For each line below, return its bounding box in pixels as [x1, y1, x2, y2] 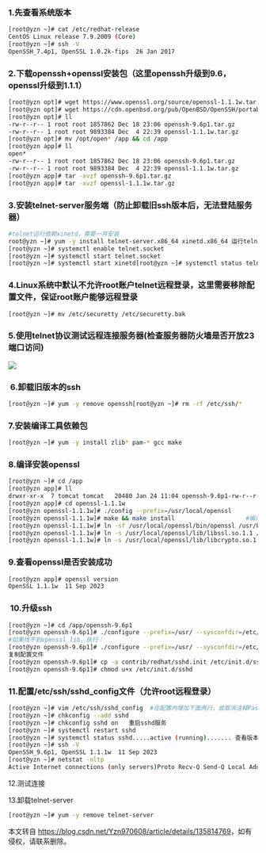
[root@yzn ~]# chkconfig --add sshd [8, 711, 129, 719]
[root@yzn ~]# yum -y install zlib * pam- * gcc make [8, 438, 182, 447]
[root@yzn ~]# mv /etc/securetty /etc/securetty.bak [8, 310, 186, 318]
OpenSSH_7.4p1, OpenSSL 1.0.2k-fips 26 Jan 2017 [8, 48, 176, 55]
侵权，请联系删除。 [8, 836, 71, 846]
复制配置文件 [8, 651, 44, 659]
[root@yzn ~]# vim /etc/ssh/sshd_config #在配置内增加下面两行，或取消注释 [8, 704, 248, 713]
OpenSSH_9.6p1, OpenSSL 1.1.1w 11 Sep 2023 [8, 748, 158, 756]
